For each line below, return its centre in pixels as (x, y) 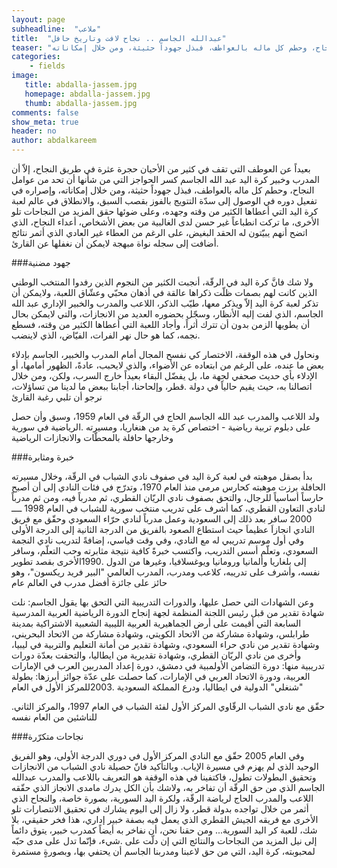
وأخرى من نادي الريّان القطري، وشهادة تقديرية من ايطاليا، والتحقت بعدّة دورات (156, 655)
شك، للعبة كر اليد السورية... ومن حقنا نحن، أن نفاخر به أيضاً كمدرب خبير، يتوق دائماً (164, 830)
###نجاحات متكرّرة (47, 736)
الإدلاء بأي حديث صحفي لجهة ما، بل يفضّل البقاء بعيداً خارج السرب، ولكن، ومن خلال (164, 375)
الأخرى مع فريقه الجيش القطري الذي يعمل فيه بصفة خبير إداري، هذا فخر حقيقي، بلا (165, 819)
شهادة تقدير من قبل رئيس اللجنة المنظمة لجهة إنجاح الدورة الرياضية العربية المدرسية (168, 612)
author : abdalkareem (54, 141)
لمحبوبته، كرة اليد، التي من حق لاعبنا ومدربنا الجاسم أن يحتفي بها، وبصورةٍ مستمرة (163, 851)
